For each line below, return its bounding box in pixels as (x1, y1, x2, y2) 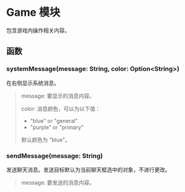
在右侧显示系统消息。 (6, 79, 59, 87)
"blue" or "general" (30, 117, 78, 124)
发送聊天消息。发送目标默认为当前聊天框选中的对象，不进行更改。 (6, 166, 170, 173)
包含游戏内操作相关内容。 (6, 27, 70, 34)
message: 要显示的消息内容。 (21, 92, 95, 99)
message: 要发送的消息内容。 (21, 179, 95, 186)
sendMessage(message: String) (6, 151, 103, 160)
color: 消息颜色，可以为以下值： (21, 105, 101, 112)
